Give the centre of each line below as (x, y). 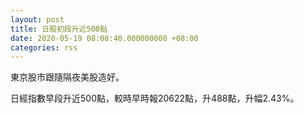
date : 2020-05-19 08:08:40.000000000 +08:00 (104, 38)
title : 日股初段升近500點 (59, 29)
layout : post (37, 19)
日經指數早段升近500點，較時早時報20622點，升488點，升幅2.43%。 (155, 98)
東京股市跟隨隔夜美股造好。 (67, 77)
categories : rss (44, 47)
